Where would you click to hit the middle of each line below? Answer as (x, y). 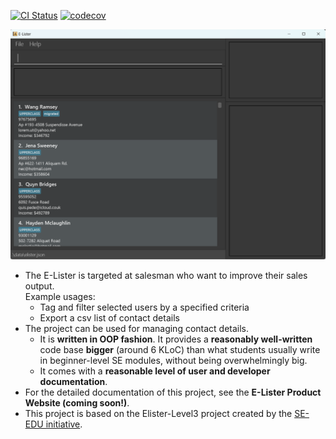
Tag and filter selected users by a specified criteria (144, 307)
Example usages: (60, 297)
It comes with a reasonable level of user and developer (155, 371)
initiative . (64, 424)
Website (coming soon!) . (77, 403)
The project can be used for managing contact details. (137, 329)
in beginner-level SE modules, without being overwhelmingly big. (173, 361)
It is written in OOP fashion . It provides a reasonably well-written (176, 339)
